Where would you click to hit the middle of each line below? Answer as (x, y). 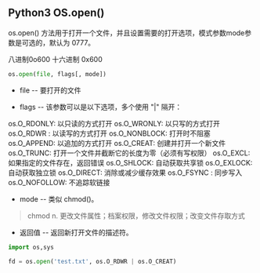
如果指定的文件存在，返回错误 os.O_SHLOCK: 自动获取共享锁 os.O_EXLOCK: (130, 162)
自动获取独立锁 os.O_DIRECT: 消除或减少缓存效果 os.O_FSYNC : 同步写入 (125, 173)
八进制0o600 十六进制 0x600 (56, 59)
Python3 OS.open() (56, 13)
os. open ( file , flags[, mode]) (58, 74)
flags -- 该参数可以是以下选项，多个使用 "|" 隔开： (101, 107)
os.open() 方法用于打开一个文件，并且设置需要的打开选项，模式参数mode (126, 33)
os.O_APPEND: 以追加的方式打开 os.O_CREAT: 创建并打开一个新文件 (117, 143)
